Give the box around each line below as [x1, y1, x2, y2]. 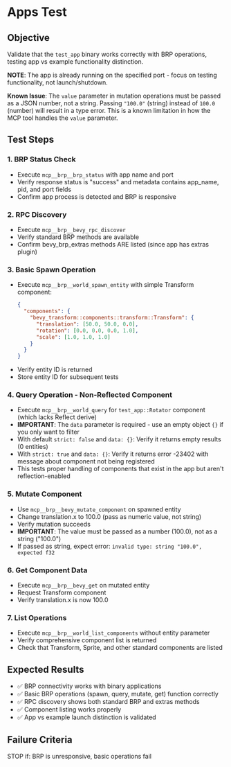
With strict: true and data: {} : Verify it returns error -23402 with [17, 450, 209, 458]
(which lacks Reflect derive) [17, 413, 97, 421]
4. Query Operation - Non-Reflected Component [7, 390, 173, 400]
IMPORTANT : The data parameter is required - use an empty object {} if [17, 421, 223, 429]
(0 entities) [17, 443, 48, 451]
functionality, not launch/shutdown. [7, 78, 109, 87]
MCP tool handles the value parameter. [7, 114, 119, 122]
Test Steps [7, 134, 55, 146]
